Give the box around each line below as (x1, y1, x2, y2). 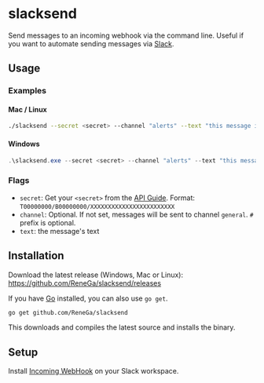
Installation (8, 249, 64, 263)
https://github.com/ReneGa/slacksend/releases (8, 278, 162, 287)
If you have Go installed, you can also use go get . (8, 294, 168, 303)
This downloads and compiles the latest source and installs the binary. (8, 323, 236, 332)
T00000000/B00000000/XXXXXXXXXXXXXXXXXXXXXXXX (19, 202, 175, 210)
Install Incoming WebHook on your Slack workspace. (8, 367, 179, 376)
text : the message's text (19, 226, 100, 235)
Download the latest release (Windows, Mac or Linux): (8, 270, 184, 279)
